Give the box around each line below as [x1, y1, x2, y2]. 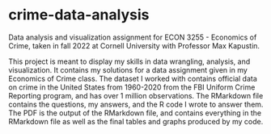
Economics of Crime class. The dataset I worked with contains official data [8, 73, 257, 83]
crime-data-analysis [8, 6, 150, 24]
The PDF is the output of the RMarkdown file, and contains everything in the [8, 107, 261, 118]
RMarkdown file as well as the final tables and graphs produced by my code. [8, 116, 264, 126]
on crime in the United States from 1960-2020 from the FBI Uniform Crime [8, 82, 256, 92]
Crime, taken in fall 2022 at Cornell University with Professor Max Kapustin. [8, 40, 260, 50]
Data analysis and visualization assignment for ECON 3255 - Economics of [8, 32, 257, 42]
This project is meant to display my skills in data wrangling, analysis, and [8, 57, 251, 66]
